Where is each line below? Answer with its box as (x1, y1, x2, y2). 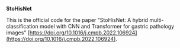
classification (6, 23, 38, 30)
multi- (149, 17, 164, 23)
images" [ (6, 29, 30, 36)
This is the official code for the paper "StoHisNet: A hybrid (6, 17, 149, 23)
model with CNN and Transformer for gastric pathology (39, 23, 175, 30)
